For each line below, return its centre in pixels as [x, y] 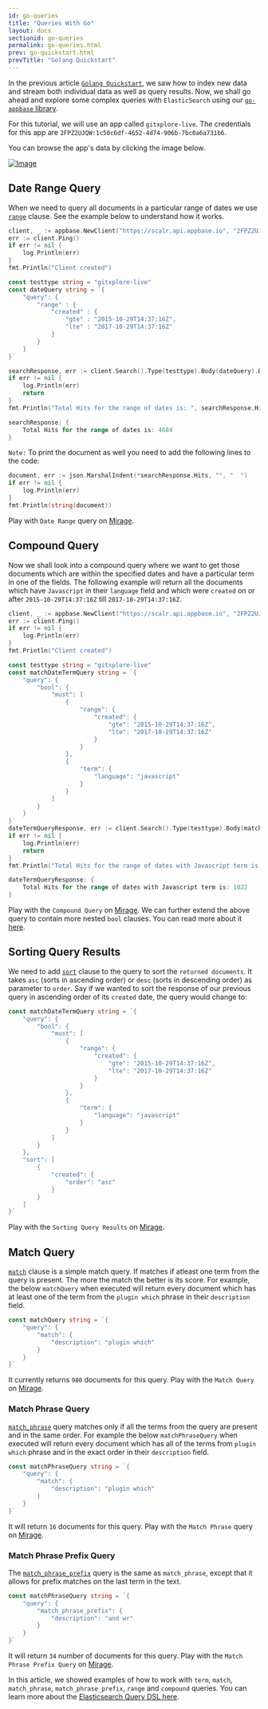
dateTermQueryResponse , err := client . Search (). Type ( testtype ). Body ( [126, 829]
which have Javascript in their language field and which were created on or [132, 590]
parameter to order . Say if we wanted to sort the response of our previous [130, 988]
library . [47, 108]
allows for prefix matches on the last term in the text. [95, 1581]
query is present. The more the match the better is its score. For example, [129, 1280]
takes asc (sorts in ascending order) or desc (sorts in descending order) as [130, 980]
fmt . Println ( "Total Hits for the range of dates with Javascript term [128, 866]
